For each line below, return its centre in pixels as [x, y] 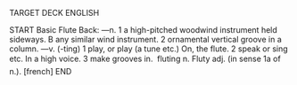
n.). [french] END [41, 71]
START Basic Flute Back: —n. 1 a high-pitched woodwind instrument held [144, 30]
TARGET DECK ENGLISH [54, 13]
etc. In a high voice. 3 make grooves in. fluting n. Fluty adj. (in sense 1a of [145, 58]
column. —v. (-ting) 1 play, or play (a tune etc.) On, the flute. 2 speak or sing [148, 49]
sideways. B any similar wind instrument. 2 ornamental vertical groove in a [146, 39]
